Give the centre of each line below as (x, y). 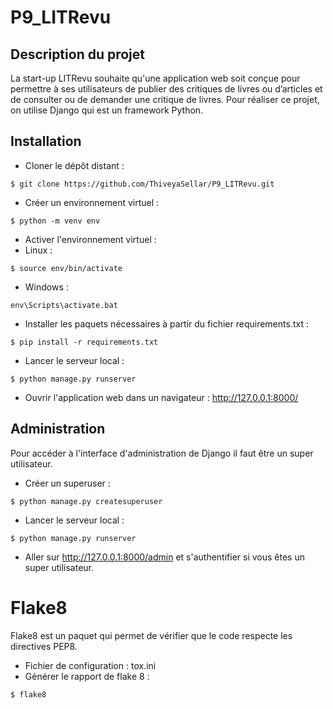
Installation (46, 141)
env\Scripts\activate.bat (64, 305)
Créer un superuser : (67, 483)
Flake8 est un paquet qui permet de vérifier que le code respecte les (151, 635)
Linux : (38, 250)
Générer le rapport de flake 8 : (87, 676)
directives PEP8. (44, 646)
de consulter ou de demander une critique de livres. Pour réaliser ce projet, (165, 99)
